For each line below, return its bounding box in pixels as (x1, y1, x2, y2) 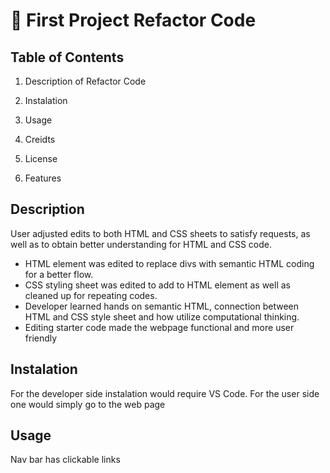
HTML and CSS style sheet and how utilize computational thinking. (24, 310, 300, 323)
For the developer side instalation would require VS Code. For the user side (10, 387, 320, 399)
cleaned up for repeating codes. (24, 289, 158, 301)
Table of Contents (10, 49, 125, 66)
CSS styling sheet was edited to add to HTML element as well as (24, 279, 291, 291)
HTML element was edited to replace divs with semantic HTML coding (24, 257, 315, 269)
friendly (24, 332, 58, 344)
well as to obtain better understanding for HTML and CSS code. (10, 238, 272, 250)
